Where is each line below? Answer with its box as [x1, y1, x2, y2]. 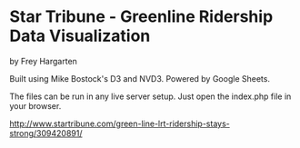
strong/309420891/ [9, 127, 83, 138]
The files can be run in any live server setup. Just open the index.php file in [9, 91, 292, 102]
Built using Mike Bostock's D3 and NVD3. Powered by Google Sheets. [9, 73, 271, 84]
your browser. [9, 100, 62, 111]
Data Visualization [9, 25, 151, 46]
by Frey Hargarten [9, 55, 77, 66]
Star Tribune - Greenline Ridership [9, 6, 274, 27]
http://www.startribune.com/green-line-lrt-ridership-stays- [9, 118, 230, 129]
